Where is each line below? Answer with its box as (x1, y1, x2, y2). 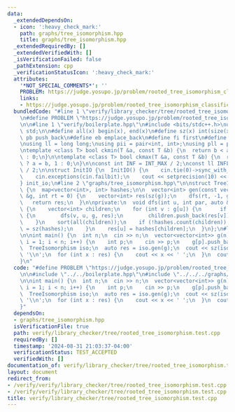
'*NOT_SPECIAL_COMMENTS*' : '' (20, 82, 108, 89)
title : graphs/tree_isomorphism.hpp (20, 36, 127, 43)
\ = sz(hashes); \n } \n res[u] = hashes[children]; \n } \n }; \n (20, 225, 224, 232)
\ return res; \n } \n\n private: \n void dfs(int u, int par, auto (20, 199, 224, 207)
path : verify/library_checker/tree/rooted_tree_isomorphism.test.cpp (13, 329, 220, 336)
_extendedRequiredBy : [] (13, 43, 86, 50)
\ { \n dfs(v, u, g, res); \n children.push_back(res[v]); (20, 212, 233, 219)
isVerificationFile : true (13, 323, 90, 330)
